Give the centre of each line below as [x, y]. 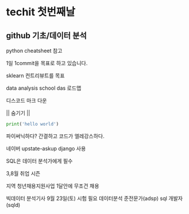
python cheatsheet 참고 [34, 51]
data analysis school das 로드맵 [44, 88]
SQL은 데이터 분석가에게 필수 [40, 161]
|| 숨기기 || [18, 113]
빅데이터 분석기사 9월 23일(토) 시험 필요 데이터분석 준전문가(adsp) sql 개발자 [95, 198]
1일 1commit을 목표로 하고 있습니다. [47, 63]
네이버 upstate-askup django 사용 [46, 148]
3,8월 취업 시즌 [23, 173]
